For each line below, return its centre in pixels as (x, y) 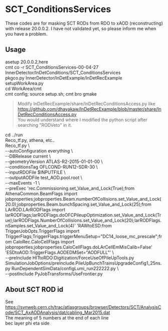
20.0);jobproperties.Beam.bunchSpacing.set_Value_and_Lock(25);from (78, 204)
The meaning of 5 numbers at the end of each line (57, 317)
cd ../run (14, 135)
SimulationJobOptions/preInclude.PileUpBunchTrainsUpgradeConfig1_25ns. (83, 263)
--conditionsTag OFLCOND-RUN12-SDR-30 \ (51, 167)
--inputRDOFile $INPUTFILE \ (35, 172)
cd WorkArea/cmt (23, 89)
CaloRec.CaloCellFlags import (44, 241)
